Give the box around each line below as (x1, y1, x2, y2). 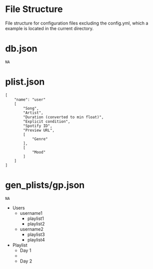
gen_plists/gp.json (5, 179, 85, 191)
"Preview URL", (23, 128, 55, 133)
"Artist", (23, 110, 43, 115)
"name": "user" (14, 97, 46, 102)
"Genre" (31, 136, 48, 141)
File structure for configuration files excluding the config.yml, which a (5, 20, 148, 26)
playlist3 (27, 231, 45, 237)
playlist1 (27, 215, 44, 221)
